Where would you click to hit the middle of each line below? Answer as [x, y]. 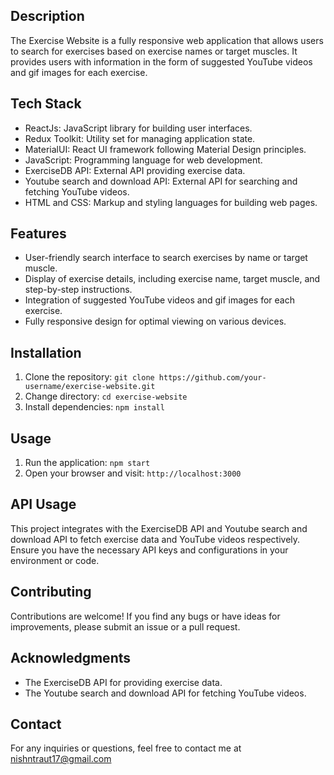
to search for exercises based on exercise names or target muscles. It [154, 51]
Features [38, 234]
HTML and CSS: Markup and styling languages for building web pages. [171, 202]
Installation [46, 352]
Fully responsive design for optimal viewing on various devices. [155, 321]
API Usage [43, 504]
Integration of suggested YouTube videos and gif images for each [159, 300]
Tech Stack [46, 104]
